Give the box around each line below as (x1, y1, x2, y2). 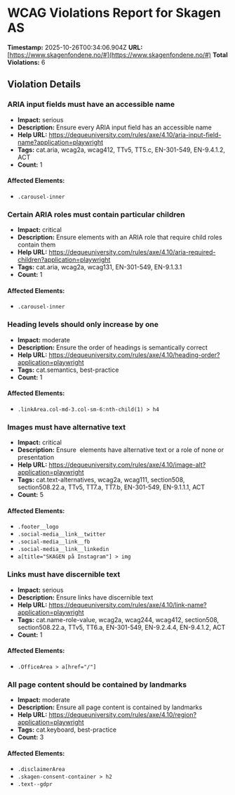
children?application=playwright (17, 255, 111, 264)
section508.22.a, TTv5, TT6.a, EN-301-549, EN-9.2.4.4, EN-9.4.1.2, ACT (17, 623, 226, 631)
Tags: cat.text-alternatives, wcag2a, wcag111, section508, (17, 476, 185, 484)
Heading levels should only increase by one (7, 320, 159, 330)
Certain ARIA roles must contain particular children (7, 209, 185, 219)
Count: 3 (17, 733, 44, 742)
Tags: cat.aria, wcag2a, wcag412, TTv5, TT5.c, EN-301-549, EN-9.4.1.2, (17, 146, 226, 154)
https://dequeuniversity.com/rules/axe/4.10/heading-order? (48, 350, 220, 359)
